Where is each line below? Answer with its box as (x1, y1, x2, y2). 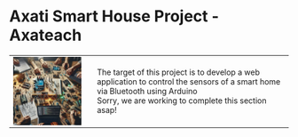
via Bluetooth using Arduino (97, 85, 198, 96)
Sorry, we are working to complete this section (97, 95, 267, 106)
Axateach (9, 25, 82, 45)
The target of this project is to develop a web (97, 67, 260, 77)
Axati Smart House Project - (9, 6, 220, 27)
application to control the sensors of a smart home (97, 76, 281, 86)
